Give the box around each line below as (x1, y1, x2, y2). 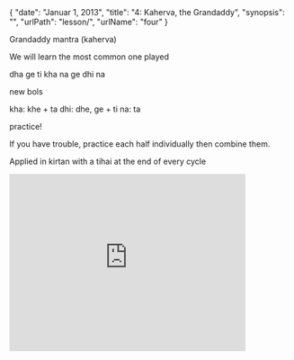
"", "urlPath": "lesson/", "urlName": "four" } (9, 16, 169, 27)
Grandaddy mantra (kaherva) (9, 34, 117, 44)
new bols (9, 86, 43, 96)
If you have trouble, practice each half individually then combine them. (9, 139, 271, 149)
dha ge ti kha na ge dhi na (9, 69, 106, 79)
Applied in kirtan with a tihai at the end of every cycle (9, 156, 207, 166)
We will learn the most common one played (9, 51, 169, 62)
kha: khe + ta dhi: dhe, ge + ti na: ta (9, 103, 141, 114)
